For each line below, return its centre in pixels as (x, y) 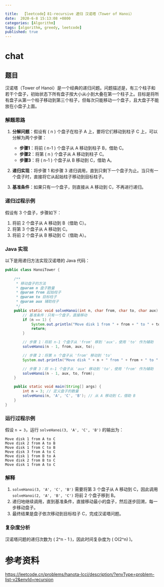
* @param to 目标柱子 (36, 297)
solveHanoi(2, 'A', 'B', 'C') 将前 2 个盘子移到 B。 (65, 495)
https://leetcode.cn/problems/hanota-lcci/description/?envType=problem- (80, 574)
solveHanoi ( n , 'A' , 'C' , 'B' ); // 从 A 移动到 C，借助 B (79, 396)
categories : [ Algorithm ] (30, 23)
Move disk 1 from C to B (30, 447)
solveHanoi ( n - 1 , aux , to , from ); (59, 373)
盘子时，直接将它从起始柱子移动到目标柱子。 (61, 177)
